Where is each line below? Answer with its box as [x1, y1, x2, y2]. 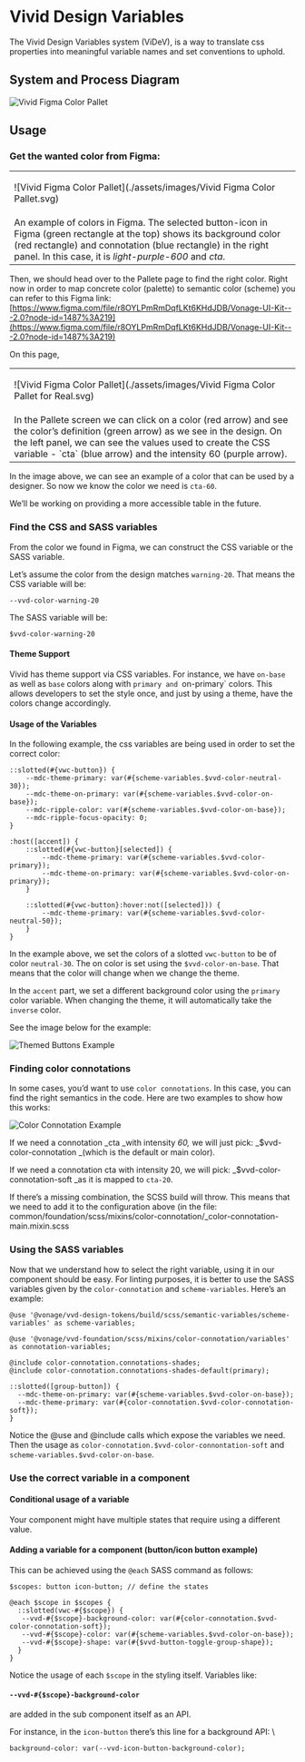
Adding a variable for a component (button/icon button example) [9, 1544, 259, 1555]
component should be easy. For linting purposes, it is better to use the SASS [9, 1273, 295, 1285]
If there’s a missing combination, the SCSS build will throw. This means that [9, 1191, 290, 1203]
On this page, [9, 349, 60, 360]
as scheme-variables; [54, 1318, 136, 1327]
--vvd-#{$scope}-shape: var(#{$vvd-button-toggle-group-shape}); [21, 1638, 274, 1648]
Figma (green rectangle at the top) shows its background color [14, 228, 281, 240]
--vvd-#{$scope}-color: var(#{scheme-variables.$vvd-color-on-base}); [21, 1630, 295, 1640]
